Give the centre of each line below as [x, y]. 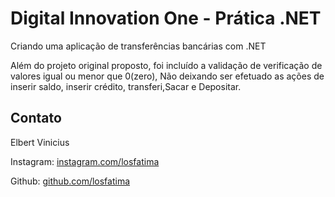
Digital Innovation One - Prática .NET [166, 18]
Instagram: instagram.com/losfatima [85, 161]
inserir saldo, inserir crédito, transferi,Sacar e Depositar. [126, 86]
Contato [36, 118]
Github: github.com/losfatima [70, 181]
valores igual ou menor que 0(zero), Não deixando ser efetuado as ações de [167, 76]
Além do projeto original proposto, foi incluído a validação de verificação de [166, 65]
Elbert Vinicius [40, 142]
